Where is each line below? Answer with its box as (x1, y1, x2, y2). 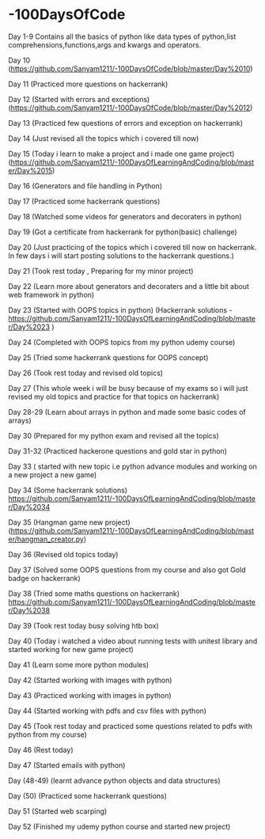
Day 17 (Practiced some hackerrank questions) (8, 196, 161, 206)
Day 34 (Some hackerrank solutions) (8, 485, 128, 495)
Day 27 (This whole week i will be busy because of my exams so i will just (8, 383, 248, 393)
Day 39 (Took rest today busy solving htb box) (8, 621, 160, 630)
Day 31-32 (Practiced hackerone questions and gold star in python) (8, 446, 228, 456)
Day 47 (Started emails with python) (8, 760, 126, 769)
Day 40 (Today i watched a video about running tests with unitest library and (8, 636, 258, 646)
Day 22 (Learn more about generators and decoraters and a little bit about (8, 281, 249, 290)
